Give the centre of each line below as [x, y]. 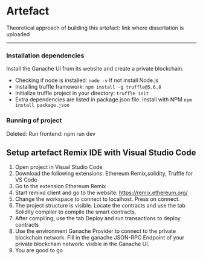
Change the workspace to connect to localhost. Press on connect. [97, 199]
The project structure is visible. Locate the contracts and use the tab [100, 206]
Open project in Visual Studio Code [59, 167]
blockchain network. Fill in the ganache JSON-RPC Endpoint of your [100, 238]
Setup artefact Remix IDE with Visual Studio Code [101, 152]
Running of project [34, 121]
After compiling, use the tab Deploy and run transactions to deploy [98, 218]
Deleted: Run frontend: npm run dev [51, 133]
